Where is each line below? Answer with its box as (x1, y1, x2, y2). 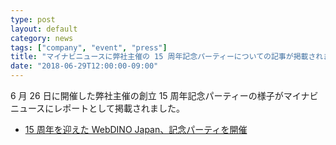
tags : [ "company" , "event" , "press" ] (10, 42, 168, 53)
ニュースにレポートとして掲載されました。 (10, 102, 185, 114)
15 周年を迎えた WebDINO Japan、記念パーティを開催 (24, 124, 248, 135)
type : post (10, 14, 56, 25)
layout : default (10, 24, 78, 34)
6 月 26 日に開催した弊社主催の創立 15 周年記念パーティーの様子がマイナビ (10, 90, 319, 101)
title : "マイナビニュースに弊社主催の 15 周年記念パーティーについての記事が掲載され (10, 52, 324, 62)
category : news (10, 33, 74, 43)
